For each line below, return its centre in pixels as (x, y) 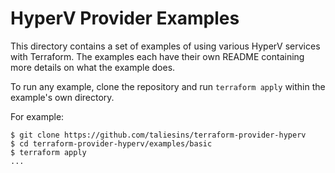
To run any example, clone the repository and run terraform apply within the (168, 86)
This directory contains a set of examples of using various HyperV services (165, 46)
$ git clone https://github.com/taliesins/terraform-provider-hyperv (158, 135)
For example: (37, 116)
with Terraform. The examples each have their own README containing (157, 56)
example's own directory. (62, 97)
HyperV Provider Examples (125, 18)
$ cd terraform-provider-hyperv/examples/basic (111, 143)
